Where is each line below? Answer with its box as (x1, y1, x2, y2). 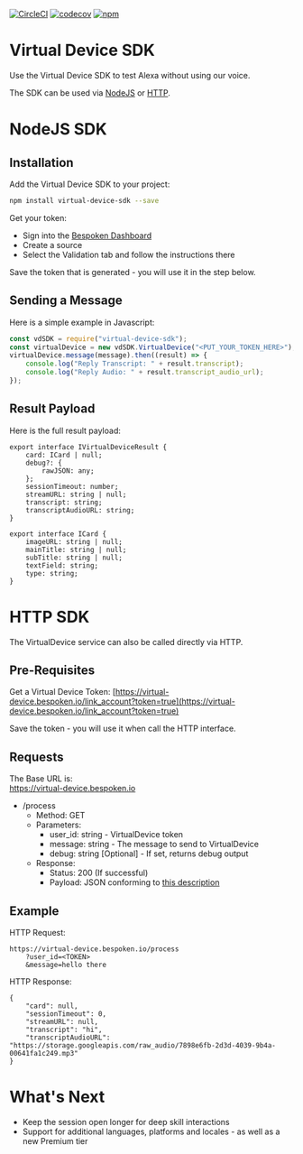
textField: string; (25, 560, 99, 570)
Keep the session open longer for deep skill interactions (22, 1117, 230, 1127)
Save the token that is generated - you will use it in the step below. (9, 266, 256, 277)
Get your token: (9, 212, 68, 223)
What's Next (9, 1087, 106, 1107)
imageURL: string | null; (25, 537, 124, 546)
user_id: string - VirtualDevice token (49, 829, 183, 840)
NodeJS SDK (9, 119, 107, 140)
